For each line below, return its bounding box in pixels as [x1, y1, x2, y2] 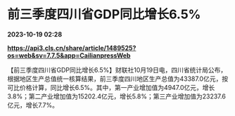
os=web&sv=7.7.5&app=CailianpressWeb [7, 51, 131, 60]
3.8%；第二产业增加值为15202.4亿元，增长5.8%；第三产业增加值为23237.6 [7, 92, 227, 101]
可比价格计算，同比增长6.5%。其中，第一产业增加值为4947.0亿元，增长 [7, 83, 215, 91]
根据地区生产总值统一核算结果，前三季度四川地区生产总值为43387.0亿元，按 [7, 75, 229, 83]
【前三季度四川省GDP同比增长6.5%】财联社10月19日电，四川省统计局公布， [7, 65, 227, 74]
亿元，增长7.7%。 [7, 101, 58, 109]
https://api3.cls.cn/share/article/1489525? [7, 44, 136, 52]
